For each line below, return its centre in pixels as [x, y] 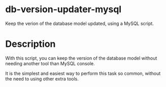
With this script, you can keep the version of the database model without [81, 58]
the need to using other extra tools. [42, 79]
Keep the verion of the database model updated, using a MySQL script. [79, 23]
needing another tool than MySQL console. [50, 63]
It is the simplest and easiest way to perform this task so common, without [83, 73]
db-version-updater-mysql [63, 9]
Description [30, 44]
